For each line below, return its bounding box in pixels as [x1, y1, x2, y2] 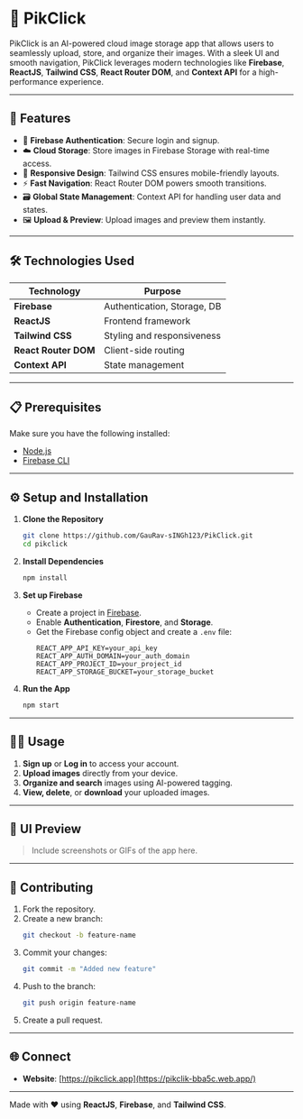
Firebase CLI [22, 455, 70, 466]
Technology [28, 284, 81, 297]
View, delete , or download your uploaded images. [22, 786, 210, 797]
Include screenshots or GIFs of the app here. [31, 845, 198, 856]
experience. [60, 76, 105, 87]
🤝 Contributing [9, 879, 94, 895]
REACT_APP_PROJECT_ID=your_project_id [35, 659, 182, 668]
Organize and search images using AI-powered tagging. [22, 777, 233, 788]
